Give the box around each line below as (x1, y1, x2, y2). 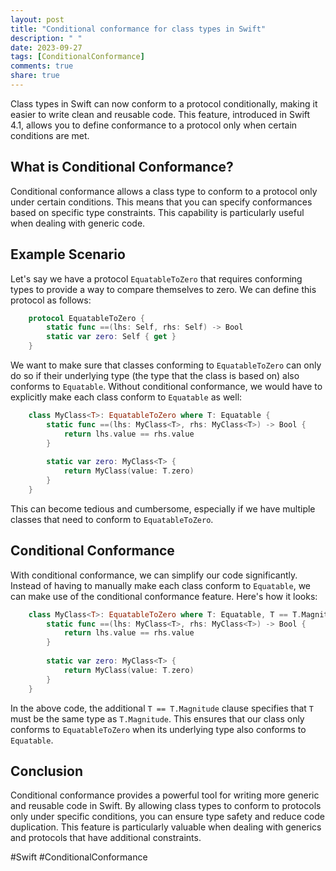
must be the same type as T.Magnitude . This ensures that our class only (10, 712, 305, 725)
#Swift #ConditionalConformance (10, 851, 148, 863)
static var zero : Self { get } (46, 332, 177, 342)
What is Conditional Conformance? (10, 159, 234, 176)
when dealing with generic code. (10, 217, 146, 229)
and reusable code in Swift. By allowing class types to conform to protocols (10, 800, 322, 812)
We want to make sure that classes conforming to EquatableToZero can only (10, 359, 322, 371)
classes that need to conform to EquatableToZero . (10, 513, 214, 525)
